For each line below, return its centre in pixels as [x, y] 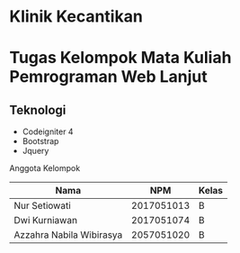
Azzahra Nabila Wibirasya [68, 235]
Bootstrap [40, 141]
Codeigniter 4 [48, 131]
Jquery [36, 151]
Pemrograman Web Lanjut [109, 77]
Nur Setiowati [43, 206]
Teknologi [38, 110]
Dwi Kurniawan [46, 221]
